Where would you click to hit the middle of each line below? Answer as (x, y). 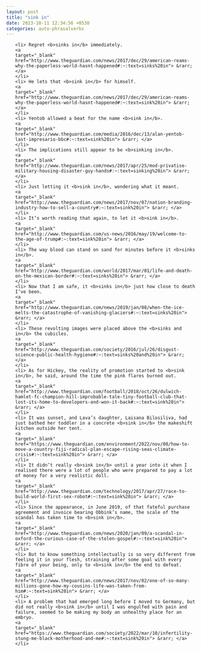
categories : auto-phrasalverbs (45, 29)
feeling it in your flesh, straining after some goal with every (98, 560)
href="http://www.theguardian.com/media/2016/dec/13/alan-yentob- (100, 134)
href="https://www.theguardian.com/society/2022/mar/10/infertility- (104, 633)
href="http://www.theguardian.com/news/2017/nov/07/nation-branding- (104, 203)
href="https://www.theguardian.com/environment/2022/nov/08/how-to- (102, 444)
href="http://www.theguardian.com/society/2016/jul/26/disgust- (97, 350)
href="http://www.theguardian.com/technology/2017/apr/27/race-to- (101, 492)
